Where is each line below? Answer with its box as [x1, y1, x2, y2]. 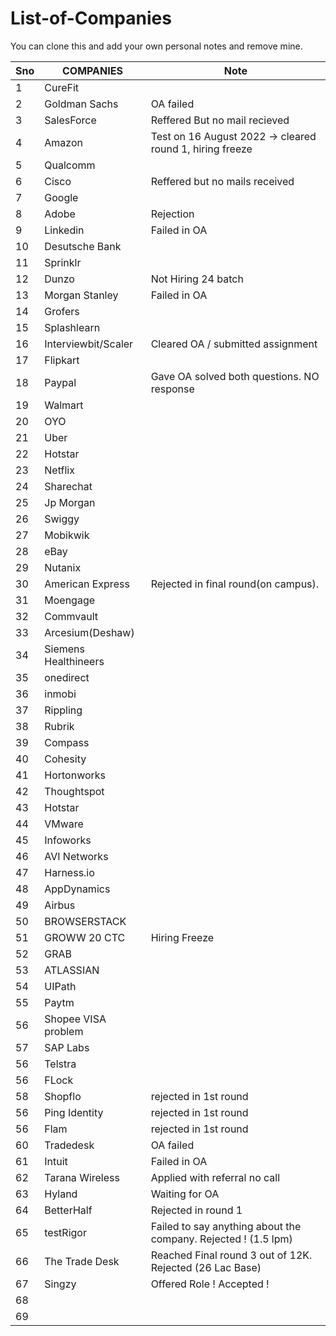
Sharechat [44, 479, 93, 493]
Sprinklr [44, 255, 82, 269]
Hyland [44, 1187, 78, 1201]
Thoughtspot [44, 784, 105, 798]
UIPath [44, 979, 77, 993]
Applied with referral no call [150, 1170, 281, 1184]
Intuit [44, 1154, 68, 1168]
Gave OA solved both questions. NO [150, 369, 320, 383]
